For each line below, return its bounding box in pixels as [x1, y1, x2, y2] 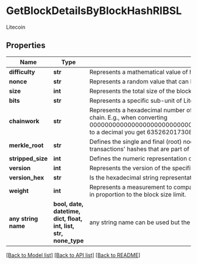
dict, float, [53, 214, 83, 222]
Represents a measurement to [89, 183, 172, 191]
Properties [6, 40, 46, 50]
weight [9, 187, 29, 195]
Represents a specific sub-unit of [89, 96, 182, 104]
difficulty [9, 67, 35, 76]
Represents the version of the [89, 164, 171, 172]
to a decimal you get [89, 128, 145, 136]
